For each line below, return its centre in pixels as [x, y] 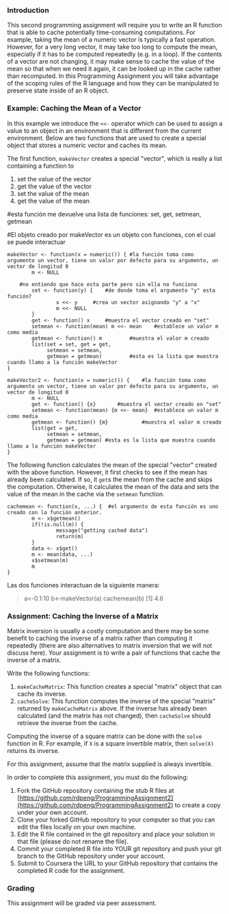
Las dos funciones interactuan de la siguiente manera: [83, 585]
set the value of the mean [53, 193]
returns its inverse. [33, 750]
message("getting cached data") [102, 530]
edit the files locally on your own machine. [77, 826]
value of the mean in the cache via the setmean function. [86, 494]
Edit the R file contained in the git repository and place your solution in [116, 834]
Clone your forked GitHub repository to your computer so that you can [116, 820]
